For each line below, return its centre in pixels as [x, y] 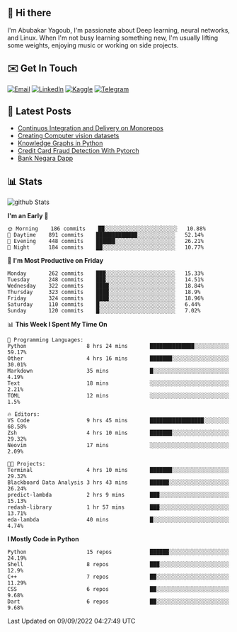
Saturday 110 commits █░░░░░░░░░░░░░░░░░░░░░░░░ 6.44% [104, 305]
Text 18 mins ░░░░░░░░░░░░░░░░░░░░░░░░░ [118, 383]
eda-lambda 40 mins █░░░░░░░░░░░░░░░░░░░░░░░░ [118, 520]
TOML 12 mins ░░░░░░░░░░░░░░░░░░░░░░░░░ [118, 396]
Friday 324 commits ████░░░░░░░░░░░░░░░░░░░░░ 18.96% [105, 298]
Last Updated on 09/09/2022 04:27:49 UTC [71, 621]
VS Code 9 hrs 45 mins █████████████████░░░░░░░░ [118, 421]
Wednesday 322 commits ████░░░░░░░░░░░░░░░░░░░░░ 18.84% [105, 286]
